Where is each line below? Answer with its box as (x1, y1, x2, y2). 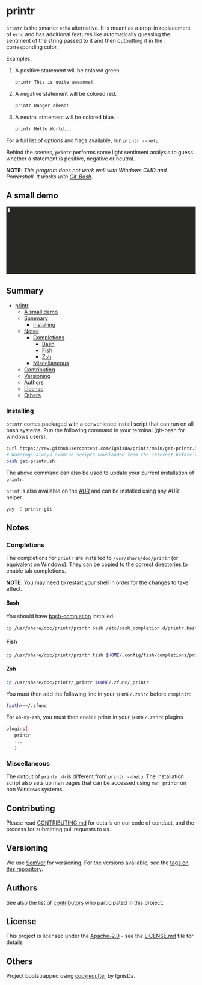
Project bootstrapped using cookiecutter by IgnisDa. (6, 972, 136, 980)
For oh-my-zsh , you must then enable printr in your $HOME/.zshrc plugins (6, 713, 183, 721)
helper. (6, 493, 23, 501)
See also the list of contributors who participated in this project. (6, 899, 164, 906)
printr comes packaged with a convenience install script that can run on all (6, 420, 194, 427)
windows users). (6, 433, 47, 441)
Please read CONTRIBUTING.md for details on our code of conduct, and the (6, 819, 194, 826)
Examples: (6, 55, 32, 62)
